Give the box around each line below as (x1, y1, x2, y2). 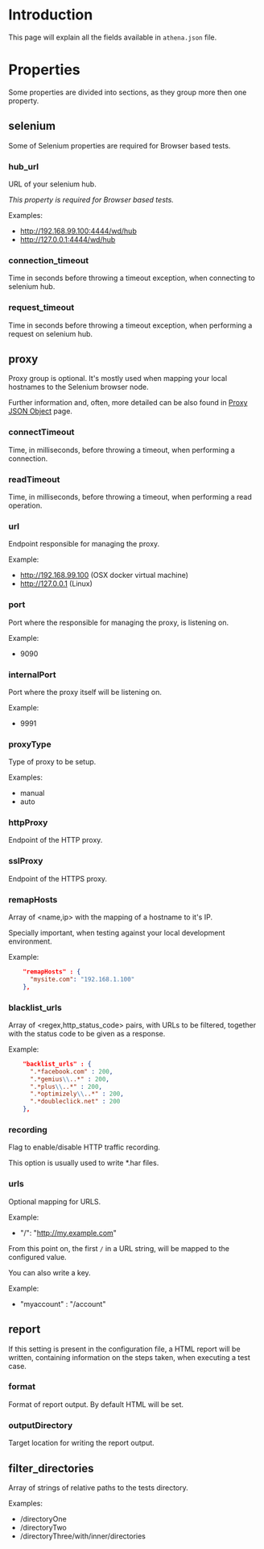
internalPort (8, 668, 56, 680)
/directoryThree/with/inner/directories (19, 1531, 146, 1541)
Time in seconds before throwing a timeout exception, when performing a (8, 320, 253, 330)
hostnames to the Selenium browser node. (8, 382, 149, 392)
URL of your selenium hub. (8, 179, 97, 189)
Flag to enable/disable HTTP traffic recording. (8, 1142, 161, 1152)
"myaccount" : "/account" (19, 1299, 106, 1308)
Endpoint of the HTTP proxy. (8, 835, 103, 845)
